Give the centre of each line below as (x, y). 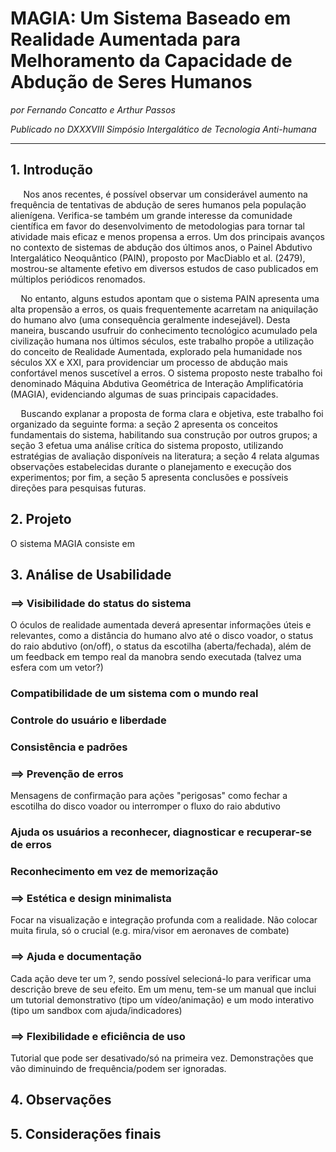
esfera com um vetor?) (57, 668)
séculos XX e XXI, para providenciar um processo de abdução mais (149, 362)
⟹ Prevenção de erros (67, 774)
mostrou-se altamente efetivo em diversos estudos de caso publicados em (164, 268)
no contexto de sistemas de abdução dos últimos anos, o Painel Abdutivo (161, 247)
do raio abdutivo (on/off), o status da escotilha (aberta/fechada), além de (161, 646)
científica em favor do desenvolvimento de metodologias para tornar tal (157, 226)
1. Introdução (51, 170)
